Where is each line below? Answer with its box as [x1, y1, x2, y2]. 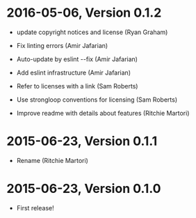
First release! [16, 203, 54, 212]
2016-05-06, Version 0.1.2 [6, 5, 162, 21]
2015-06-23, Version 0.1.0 [6, 181, 161, 196]
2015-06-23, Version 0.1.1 [6, 134, 158, 149]
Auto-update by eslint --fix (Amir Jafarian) [16, 54, 138, 63]
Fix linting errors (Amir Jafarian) [16, 41, 108, 49]
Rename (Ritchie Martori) [16, 156, 88, 164]
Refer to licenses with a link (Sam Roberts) [16, 81, 138, 90]
